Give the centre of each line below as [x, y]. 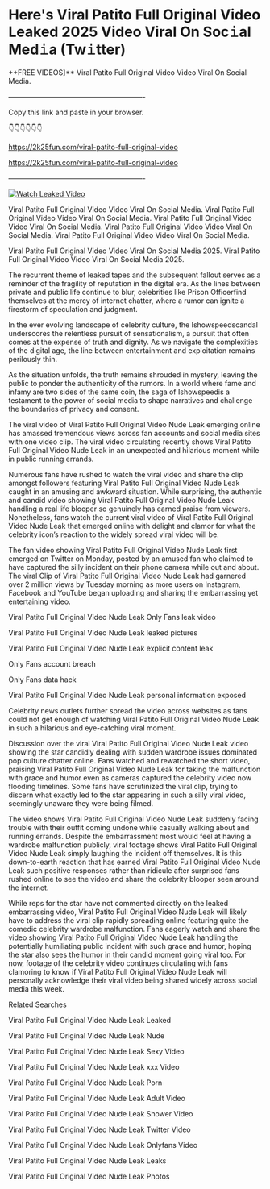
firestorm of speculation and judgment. [73, 309]
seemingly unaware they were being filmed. [81, 803]
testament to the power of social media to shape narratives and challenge [131, 400]
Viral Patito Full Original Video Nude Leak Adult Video [97, 1098]
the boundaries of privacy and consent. [74, 409]
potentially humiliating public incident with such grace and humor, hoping [130, 946]
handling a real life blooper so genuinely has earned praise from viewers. [130, 509]
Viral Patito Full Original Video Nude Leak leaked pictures [103, 632]
